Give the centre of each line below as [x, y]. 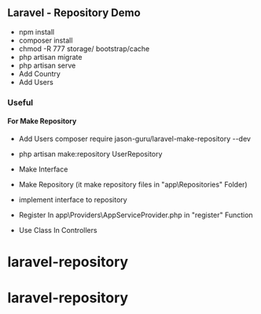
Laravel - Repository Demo [74, 13]
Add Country [39, 73]
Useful [20, 102]
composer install [46, 40]
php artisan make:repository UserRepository [90, 153]
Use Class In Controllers [58, 230]
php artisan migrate [50, 57]
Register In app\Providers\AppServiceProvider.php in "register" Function [136, 215]
